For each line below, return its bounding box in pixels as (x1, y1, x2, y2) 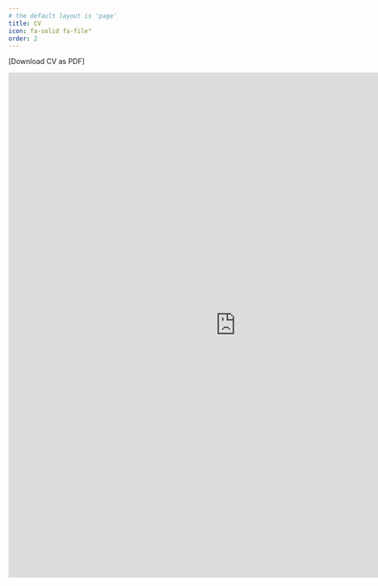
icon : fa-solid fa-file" (8, 27, 92, 35)
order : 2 (8, 34, 38, 43)
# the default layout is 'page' (8, 11, 117, 20)
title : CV (8, 19, 42, 27)
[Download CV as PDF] (8, 57, 85, 66)
